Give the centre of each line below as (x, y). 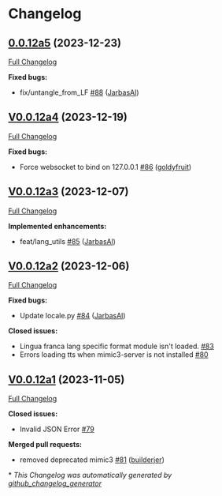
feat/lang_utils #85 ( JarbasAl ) (68, 241)
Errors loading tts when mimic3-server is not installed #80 (114, 355)
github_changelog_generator (55, 483)
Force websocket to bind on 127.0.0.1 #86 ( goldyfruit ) (105, 167)
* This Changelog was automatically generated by (90, 475)
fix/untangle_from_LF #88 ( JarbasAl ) (79, 92)
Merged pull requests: (45, 445)
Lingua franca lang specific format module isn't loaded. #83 (117, 346)
